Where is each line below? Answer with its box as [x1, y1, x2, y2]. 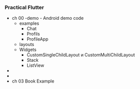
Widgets [19, 46, 37, 53]
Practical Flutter [4, 4, 44, 11]
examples [19, 20, 39, 26]
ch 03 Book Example [11, 78, 55, 84]
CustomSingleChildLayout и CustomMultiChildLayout [26, 52, 135, 58]
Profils [26, 31, 40, 37]
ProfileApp [26, 36, 49, 42]
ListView [26, 62, 44, 68]
